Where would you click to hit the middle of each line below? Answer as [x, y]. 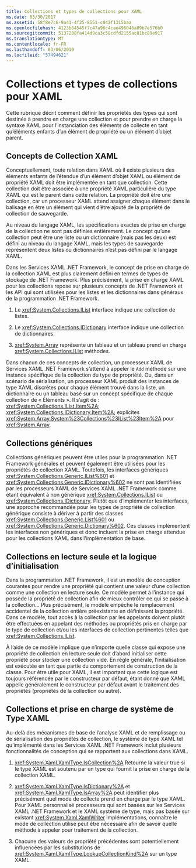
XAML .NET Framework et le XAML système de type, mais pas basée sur [102, 811]
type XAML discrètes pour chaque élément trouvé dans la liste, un [85, 388]
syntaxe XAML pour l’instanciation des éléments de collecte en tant [87, 125]
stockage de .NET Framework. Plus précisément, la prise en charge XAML [95, 280]
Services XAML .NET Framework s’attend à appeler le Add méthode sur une [96, 369]
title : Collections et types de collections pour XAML [74, 11]
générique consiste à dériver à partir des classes [65, 514]
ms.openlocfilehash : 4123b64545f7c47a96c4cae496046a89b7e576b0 [85, 28]
